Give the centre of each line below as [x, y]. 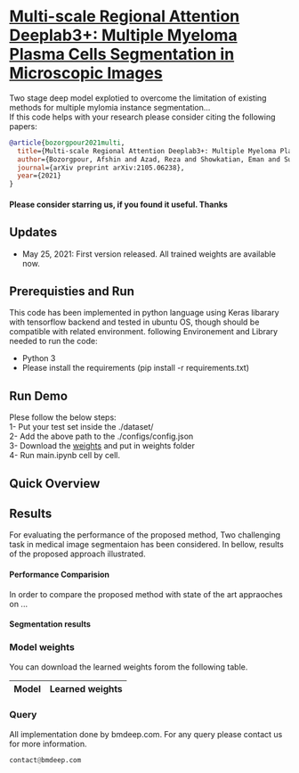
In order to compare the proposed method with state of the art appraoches [146, 594]
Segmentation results [50, 624]
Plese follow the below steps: [63, 417]
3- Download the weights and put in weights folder [102, 446]
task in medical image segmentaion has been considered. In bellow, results [147, 545]
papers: [23, 126]
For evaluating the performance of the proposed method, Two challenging [145, 535]
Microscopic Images [86, 74]
